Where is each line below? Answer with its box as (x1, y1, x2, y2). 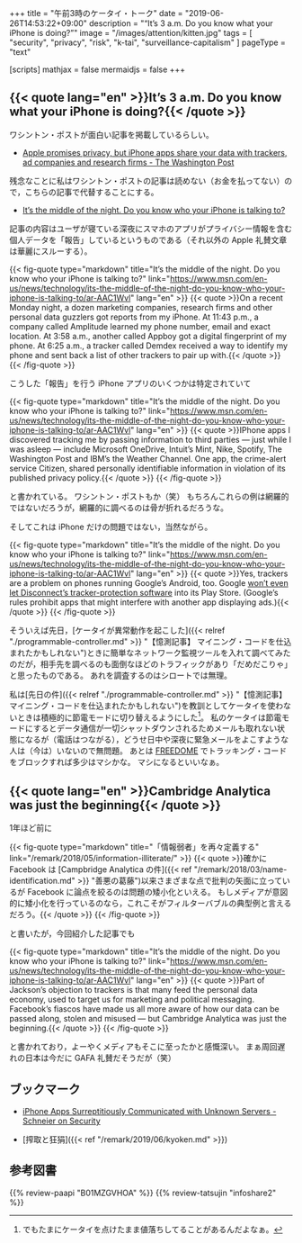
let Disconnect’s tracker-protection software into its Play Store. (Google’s (9, 587, 279, 598)
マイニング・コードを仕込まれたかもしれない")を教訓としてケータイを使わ (9, 700, 284, 711)
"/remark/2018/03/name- (193, 864, 288, 875)
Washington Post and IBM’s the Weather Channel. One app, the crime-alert (9, 453, 287, 464)
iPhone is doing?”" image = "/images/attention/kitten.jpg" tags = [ (9, 28, 253, 38)
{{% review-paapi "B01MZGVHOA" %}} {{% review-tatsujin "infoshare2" (9, 1187, 277, 1198)
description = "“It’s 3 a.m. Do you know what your (89, 18, 273, 29)
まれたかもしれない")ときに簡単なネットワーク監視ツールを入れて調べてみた (9, 647, 291, 658)
